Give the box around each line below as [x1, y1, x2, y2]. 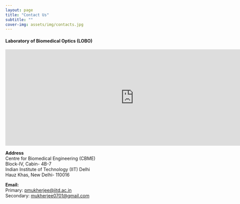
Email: [5, 182, 19, 188]
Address [5, 150, 24, 156]
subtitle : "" [5, 17, 33, 22]
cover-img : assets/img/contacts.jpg [5, 22, 84, 27]
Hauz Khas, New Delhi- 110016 [5, 172, 70, 178]
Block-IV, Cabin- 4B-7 [5, 161, 52, 167]
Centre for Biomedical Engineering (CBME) [5, 155, 96, 162]
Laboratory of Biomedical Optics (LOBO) [5, 38, 93, 44]
